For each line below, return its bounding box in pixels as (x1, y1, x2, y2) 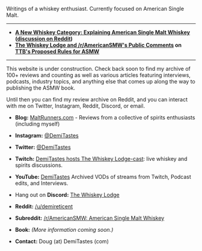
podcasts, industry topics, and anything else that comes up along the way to (6, 78, 195, 85)
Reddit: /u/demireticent (14, 203, 73, 210)
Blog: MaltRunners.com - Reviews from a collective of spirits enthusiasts (14, 114, 195, 121)
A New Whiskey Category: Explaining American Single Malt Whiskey (14, 29, 191, 35)
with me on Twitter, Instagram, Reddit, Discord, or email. (6, 102, 145, 109)
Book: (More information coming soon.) (14, 226, 114, 233)
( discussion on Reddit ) (14, 35, 73, 42)
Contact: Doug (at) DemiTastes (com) (14, 238, 109, 245)
